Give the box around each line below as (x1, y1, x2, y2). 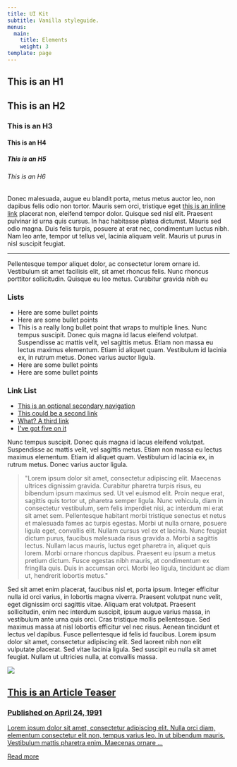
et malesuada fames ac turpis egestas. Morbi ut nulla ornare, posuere (24, 519, 227, 528)
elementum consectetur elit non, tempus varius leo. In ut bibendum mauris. (7, 731, 226, 739)
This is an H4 (7, 138, 47, 147)
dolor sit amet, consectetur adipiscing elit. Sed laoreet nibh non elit (7, 638, 202, 646)
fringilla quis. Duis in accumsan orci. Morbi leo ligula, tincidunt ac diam (24, 564, 230, 572)
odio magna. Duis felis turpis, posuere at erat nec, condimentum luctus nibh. (7, 224, 229, 233)
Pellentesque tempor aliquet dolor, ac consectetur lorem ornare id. (7, 259, 200, 268)
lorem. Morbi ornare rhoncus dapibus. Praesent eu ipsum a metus (24, 549, 217, 557)
